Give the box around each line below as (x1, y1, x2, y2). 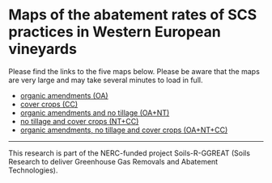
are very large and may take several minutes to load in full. (8, 75, 203, 85)
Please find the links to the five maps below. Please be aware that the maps (8, 66, 261, 76)
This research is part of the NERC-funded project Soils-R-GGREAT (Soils (8, 148, 251, 158)
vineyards (8, 40, 77, 58)
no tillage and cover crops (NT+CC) (19, 116, 139, 126)
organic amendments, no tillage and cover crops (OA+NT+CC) (19, 125, 228, 135)
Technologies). (8, 165, 58, 175)
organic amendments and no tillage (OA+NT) (19, 107, 170, 118)
